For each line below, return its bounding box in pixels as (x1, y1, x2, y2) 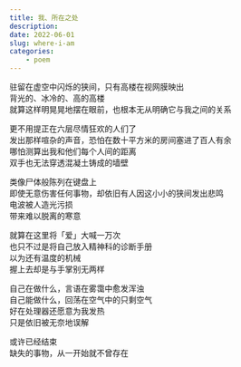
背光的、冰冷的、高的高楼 (9, 92, 105, 103)
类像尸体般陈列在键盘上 (9, 177, 97, 187)
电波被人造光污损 (9, 199, 73, 209)
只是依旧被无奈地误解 (9, 317, 89, 327)
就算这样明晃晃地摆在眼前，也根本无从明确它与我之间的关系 (9, 104, 232, 114)
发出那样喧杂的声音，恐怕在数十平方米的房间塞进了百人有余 (9, 135, 232, 145)
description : (9, 22, 59, 31)
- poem (25, 55, 51, 64)
